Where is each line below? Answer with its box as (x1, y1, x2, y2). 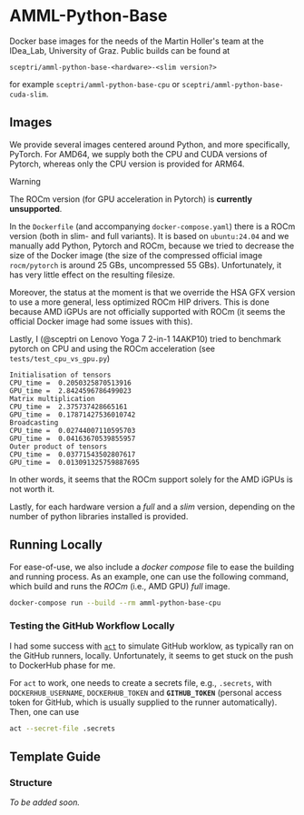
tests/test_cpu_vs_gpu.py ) (9, 352, 111, 364)
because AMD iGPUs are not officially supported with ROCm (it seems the (9, 306, 286, 317)
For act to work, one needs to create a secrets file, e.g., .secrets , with (9, 677, 272, 688)
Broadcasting (9, 418, 59, 428)
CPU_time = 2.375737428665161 (9, 402, 128, 411)
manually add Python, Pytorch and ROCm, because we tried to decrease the (9, 240, 295, 251)
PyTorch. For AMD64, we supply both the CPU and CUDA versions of (9, 148, 268, 159)
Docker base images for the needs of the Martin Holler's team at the (9, 35, 265, 46)
